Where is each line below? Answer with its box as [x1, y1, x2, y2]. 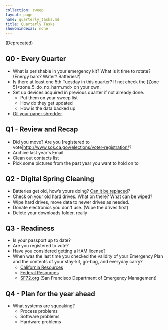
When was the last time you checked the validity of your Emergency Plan [12, 253, 163, 259]
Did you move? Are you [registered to [12, 139, 90, 145]
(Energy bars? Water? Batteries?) [12, 73, 81, 79]
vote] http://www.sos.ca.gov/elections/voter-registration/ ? [12, 144, 132, 150]
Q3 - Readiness [5, 224, 55, 232]
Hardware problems [20, 319, 61, 325]
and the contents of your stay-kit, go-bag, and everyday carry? [12, 259, 143, 265]
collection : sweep [5, 7, 44, 13]
